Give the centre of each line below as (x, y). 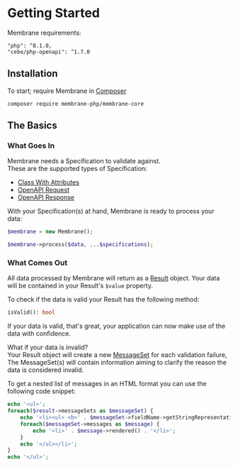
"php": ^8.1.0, (30, 45)
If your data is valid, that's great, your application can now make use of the (116, 326)
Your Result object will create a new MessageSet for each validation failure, (117, 355)
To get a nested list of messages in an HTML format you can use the (107, 384)
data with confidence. (39, 334)
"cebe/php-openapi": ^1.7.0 (49, 52)
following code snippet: (41, 391)
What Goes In (31, 145)
